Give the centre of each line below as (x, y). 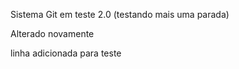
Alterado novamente (52, 33)
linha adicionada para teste (66, 53)
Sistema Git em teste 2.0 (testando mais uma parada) (120, 14)
